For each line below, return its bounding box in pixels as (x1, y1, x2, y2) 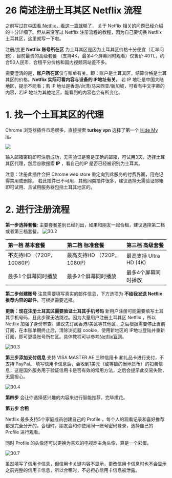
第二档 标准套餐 (67, 241, 104, 248)
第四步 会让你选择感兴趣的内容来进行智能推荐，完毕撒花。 (5, 394, 128, 400)
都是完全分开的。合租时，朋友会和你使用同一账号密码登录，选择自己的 (5, 422, 154, 428)
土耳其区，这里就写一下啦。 (5, 35, 64, 41)
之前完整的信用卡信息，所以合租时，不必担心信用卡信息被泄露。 (5, 467, 140, 473)
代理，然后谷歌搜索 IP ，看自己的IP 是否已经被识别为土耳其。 (14, 160, 143, 167)
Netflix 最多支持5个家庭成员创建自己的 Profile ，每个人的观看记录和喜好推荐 (5, 416, 165, 422)
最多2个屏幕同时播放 (67, 273, 117, 280)
